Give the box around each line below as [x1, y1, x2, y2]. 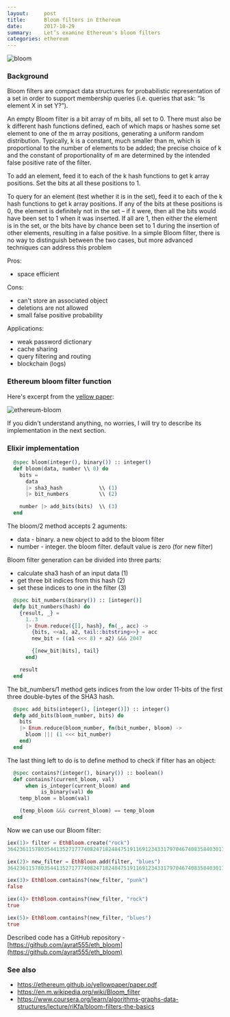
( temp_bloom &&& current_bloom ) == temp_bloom [19, 807, 155, 815]
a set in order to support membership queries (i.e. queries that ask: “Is [7, 94, 205, 103]
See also [7, 965, 36, 974]
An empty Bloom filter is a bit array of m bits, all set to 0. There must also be [7, 115, 222, 123]
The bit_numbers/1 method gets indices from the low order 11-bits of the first [7, 685, 223, 693]
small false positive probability [16, 311, 103, 320]
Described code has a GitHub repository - [7, 933, 125, 942]
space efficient [16, 270, 60, 278]
